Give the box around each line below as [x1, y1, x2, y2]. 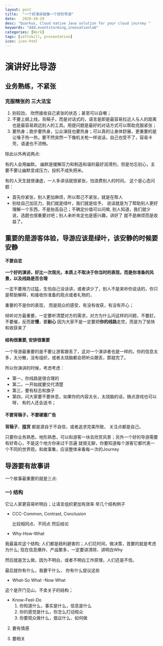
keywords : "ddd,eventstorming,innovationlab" [5, 25, 98, 30]
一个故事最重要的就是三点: [5, 475, 58, 481]
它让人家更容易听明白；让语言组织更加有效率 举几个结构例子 [5, 501, 125, 507]
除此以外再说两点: [5, 151, 41, 156]
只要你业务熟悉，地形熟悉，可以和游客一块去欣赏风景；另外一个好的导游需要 [5, 434, 158, 440]
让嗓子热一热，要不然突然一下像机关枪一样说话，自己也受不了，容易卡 [12, 134, 153, 140]
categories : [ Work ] [5, 30, 45, 35]
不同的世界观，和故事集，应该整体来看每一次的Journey [9, 446, 120, 452]
